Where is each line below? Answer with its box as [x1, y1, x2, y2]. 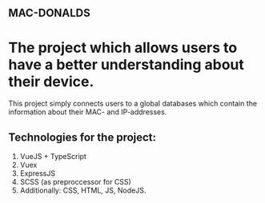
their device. [8, 72, 94, 90]
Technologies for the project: [8, 130, 157, 144]
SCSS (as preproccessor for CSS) [19, 177, 132, 187]
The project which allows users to [8, 38, 238, 57]
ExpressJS [19, 169, 56, 178]
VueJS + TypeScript [19, 152, 86, 161]
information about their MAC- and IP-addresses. [8, 107, 167, 117]
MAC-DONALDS [8, 6, 90, 20]
